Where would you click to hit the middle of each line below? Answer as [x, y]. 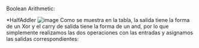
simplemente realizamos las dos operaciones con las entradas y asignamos [100, 33]
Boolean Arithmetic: [31, 9]
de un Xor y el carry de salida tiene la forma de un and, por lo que [88, 26]
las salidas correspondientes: [43, 39]
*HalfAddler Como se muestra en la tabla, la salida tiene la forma [98, 20]
